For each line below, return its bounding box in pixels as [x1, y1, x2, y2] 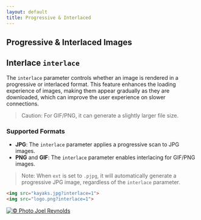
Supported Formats [6, 127, 65, 135]
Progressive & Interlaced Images [6, 37, 132, 48]
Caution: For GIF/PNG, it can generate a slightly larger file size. [21, 112, 178, 119]
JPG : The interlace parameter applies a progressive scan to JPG [15, 141, 180, 148]
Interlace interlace [6, 58, 80, 68]
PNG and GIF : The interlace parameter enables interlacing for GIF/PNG [15, 154, 196, 161]
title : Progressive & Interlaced [6, 15, 91, 21]
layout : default [6, 9, 48, 15]
